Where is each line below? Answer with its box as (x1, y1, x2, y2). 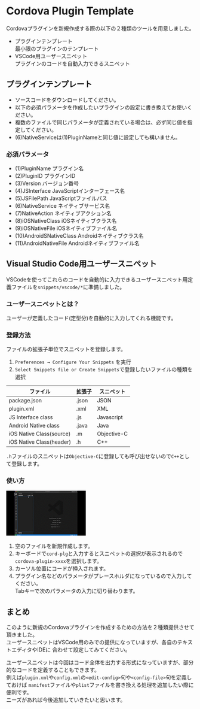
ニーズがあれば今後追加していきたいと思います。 (6, 696, 126, 704)
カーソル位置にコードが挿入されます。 (14, 565, 109, 572)
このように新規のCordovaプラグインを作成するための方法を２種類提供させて (6, 624, 195, 631)
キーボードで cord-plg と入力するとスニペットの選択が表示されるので (14, 550, 183, 557)
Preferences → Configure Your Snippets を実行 (14, 358, 131, 366)
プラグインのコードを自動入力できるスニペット (14, 60, 130, 67)
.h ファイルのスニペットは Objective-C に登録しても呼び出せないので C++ (6, 452, 180, 459)
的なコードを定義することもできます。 (6, 666, 100, 674)
